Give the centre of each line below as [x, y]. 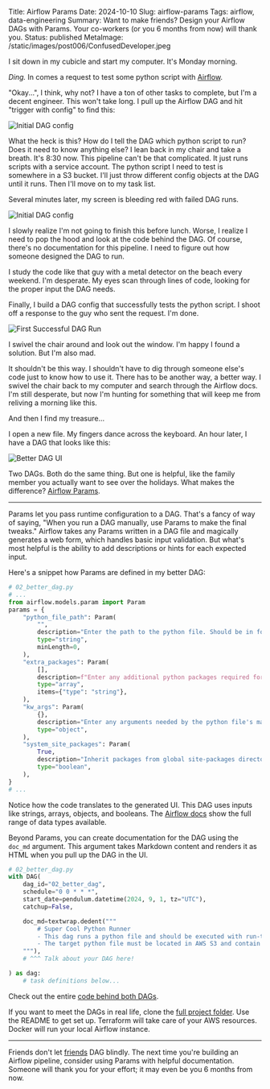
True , [47, 752]
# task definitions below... [72, 981]
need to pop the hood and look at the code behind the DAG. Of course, [125, 239]
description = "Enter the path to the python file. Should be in [145, 632]
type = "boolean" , [64, 767]
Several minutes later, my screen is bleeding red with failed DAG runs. [124, 199]
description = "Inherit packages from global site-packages [136, 760]
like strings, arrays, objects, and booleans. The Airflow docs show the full [130, 814]
